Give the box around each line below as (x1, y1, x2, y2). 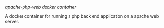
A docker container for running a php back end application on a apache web (5, 14, 159, 19)
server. (5, 19, 20, 24)
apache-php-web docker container (5, 4, 77, 10)
